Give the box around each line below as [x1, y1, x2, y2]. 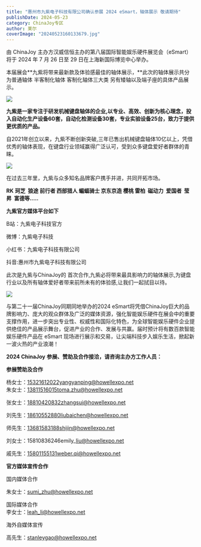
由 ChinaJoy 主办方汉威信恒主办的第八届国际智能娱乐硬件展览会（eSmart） [6, 49, 192, 56]
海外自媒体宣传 [6, 521, 43, 528]
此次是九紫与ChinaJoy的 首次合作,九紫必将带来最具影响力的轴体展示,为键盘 [6, 271, 191, 279]
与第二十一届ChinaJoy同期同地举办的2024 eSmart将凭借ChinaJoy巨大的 [6, 303, 185, 310]
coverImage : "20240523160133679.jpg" [6, 31, 100, 37]
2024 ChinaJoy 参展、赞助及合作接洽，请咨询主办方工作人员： [6, 353, 163, 360]
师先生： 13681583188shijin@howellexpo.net [6, 425, 115, 432]
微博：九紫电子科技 [6, 233, 54, 240]
